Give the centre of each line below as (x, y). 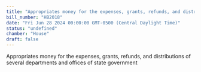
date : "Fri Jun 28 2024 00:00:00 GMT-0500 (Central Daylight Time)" (93, 23)
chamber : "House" (28, 34)
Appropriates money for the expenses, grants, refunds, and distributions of (99, 56)
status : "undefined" (32, 28)
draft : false (22, 39)
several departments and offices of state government (72, 62)
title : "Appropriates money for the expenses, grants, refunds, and (93, 12)
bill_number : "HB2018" (34, 17)
